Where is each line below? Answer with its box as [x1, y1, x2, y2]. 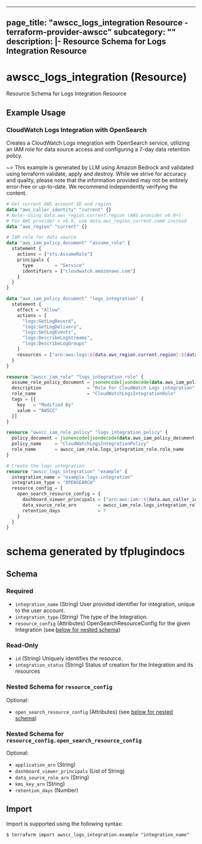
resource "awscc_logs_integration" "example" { [6, 468, 128, 474]
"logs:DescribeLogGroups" [22, 341, 87, 347]
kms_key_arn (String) [14, 780, 65, 787]
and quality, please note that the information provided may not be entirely [6, 177, 188, 184]
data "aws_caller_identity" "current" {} [6, 206, 112, 213]
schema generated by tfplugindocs [6, 545, 185, 558]
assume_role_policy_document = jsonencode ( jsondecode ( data [11, 379, 163, 386]
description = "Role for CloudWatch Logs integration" [11, 385, 195, 391]
